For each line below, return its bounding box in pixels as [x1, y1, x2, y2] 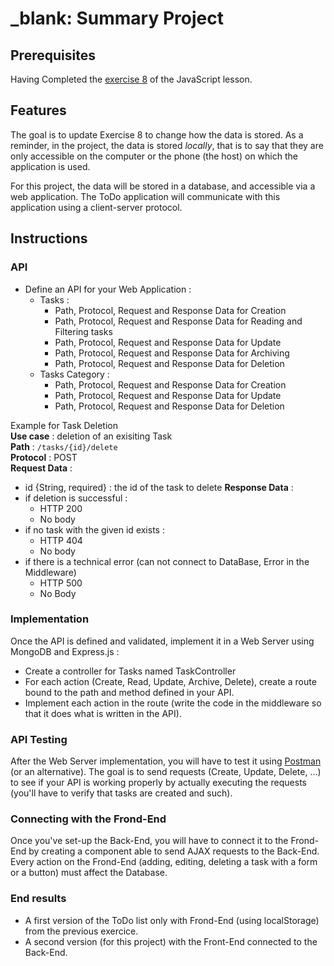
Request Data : [10, 462, 73, 474]
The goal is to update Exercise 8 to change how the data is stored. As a [10, 128, 304, 141]
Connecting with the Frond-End [10, 812, 167, 826]
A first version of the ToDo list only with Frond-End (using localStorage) [24, 914, 320, 926]
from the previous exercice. [24, 925, 139, 937]
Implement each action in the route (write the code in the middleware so [24, 697, 322, 709]
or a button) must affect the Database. [10, 867, 168, 879]
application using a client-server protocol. [10, 201, 183, 213]
